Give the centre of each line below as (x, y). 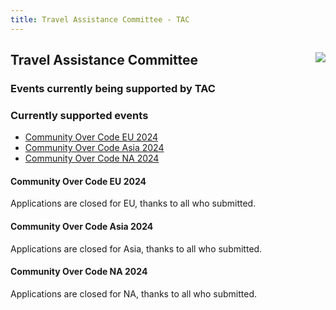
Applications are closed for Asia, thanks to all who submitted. (136, 248)
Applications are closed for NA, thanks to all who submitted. (134, 293)
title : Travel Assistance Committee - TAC (100, 19)
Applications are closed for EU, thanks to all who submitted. (133, 203)
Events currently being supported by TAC (113, 88)
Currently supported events (79, 115)
